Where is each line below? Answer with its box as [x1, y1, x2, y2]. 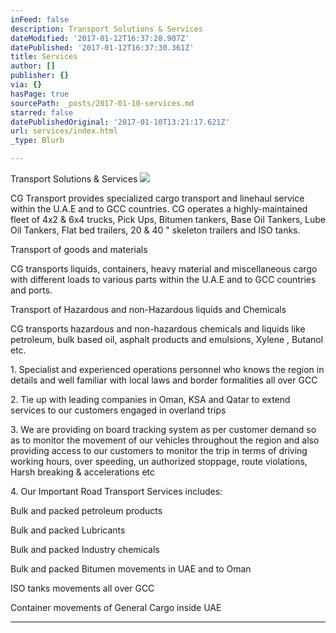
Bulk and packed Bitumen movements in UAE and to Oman [10, 563, 252, 575]
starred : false [10, 107, 74, 118]
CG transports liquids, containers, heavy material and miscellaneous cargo [10, 263, 318, 275]
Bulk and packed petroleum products [10, 505, 163, 516]
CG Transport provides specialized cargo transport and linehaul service [10, 192, 305, 204]
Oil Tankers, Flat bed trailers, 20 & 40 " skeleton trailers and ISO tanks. [10, 224, 301, 236]
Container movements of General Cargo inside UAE [10, 602, 222, 613]
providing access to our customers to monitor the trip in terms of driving [10, 445, 308, 456]
